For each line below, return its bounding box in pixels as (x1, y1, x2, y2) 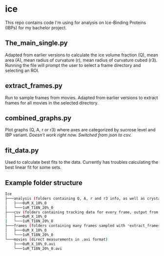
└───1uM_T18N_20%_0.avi (14, 246, 62, 251)
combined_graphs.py (5, 114, 72, 122)
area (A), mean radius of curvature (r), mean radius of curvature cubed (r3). (5, 57, 158, 63)
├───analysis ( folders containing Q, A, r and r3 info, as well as (5, 196, 145, 201)
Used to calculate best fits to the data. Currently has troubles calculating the (5, 159, 159, 165)
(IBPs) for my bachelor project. (5, 24, 67, 30)
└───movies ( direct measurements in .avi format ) (5, 237, 108, 242)
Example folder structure (5, 178, 83, 187)
